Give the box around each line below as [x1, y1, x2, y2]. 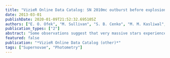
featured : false [5, 36, 39, 41]
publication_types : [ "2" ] [5, 26, 60, 31]
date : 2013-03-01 [5, 12, 42, 17]
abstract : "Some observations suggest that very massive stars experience [5, 31, 166, 36]
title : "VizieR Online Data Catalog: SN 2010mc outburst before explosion [5, 7, 166, 13]
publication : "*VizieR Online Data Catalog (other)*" [5, 40, 121, 45]
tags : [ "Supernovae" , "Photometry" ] [5, 45, 82, 50]
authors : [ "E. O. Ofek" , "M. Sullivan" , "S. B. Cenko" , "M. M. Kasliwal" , [5, 21, 166, 27]
